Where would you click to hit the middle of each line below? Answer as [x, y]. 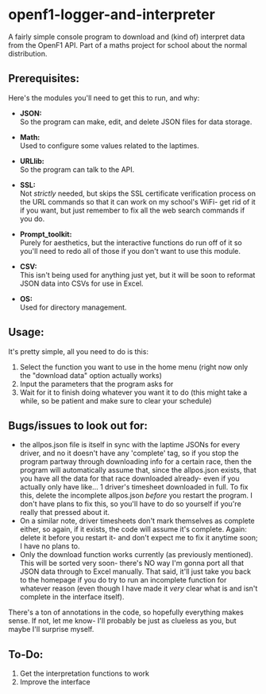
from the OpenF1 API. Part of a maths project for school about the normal [128, 45]
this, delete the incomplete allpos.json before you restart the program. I [136, 496]
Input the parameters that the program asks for [96, 384]
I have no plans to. [50, 546]
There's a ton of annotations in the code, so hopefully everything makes [126, 612]
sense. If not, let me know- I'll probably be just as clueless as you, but [122, 621]
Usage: [27, 332]
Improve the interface [55, 682]
